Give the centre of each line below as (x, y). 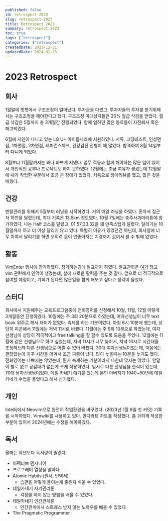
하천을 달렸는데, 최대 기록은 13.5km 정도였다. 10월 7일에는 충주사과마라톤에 (84, 218)
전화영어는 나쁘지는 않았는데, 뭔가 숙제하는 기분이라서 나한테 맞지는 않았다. (78, 360)
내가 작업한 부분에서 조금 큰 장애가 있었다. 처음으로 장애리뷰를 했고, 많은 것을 (85, 175)
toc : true (16, 33)
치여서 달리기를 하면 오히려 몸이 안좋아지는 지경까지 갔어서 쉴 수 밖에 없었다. (85, 237)
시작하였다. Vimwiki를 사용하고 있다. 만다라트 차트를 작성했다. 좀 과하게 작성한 (87, 415)
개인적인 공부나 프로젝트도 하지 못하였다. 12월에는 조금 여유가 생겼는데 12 (82, 168)
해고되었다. (16, 128)
